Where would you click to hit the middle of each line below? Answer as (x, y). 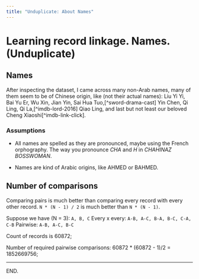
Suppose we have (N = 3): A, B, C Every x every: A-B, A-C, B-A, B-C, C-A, (99, 218)
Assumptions (26, 130)
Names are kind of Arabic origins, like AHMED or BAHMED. (86, 167)
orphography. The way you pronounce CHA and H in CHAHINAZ (93, 150)
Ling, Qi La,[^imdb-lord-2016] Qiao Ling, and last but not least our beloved (97, 109)
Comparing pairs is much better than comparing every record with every (94, 200)
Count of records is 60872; (39, 236)
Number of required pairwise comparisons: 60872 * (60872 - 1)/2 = (88, 248)
